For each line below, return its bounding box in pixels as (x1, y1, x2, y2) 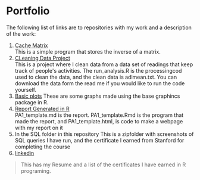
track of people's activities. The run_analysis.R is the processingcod (14, 67, 182, 74)
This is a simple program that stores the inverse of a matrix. (14, 48, 161, 55)
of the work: (6, 30, 36, 37)
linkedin (14, 149, 35, 156)
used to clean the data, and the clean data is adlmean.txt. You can (14, 73, 177, 80)
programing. (20, 167, 52, 174)
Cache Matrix (14, 42, 48, 49)
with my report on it (14, 124, 64, 131)
